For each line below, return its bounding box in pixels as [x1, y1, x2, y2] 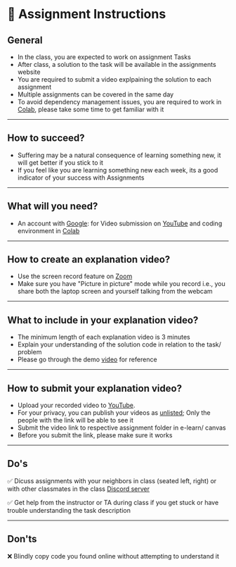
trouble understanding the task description [7, 506, 131, 514]
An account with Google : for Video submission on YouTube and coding [17, 219, 223, 228]
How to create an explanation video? [7, 254, 171, 266]
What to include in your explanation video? [7, 314, 199, 326]
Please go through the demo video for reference [17, 355, 157, 364]
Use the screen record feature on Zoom [17, 272, 133, 280]
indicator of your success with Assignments [17, 173, 145, 182]
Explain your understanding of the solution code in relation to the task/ [17, 340, 221, 349]
